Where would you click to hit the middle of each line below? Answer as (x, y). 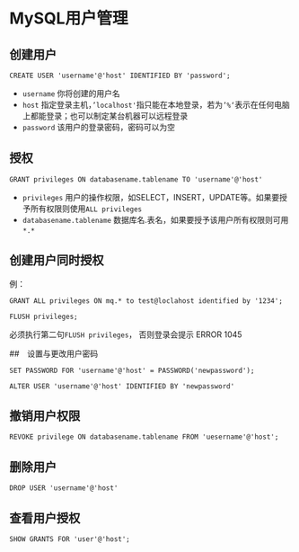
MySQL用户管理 (69, 18)
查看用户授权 (45, 518)
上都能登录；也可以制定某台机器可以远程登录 (105, 116)
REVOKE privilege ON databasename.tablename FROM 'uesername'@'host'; (144, 437)
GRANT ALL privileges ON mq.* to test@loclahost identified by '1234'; (146, 301)
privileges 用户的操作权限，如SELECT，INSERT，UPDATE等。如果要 (151, 197)
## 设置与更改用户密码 (54, 353)
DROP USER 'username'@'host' (64, 488)
